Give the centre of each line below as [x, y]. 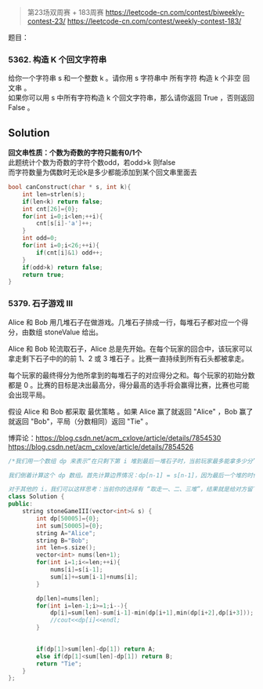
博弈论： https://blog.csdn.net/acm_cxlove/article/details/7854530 [115, 438]
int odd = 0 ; [40, 239]
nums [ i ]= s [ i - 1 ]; [76, 570]
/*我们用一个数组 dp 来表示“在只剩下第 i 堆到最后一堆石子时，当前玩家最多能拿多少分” [132, 461]
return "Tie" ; [59, 663]
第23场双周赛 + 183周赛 [65, 12]
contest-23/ [46, 21]
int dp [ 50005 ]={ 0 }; [68, 518]
